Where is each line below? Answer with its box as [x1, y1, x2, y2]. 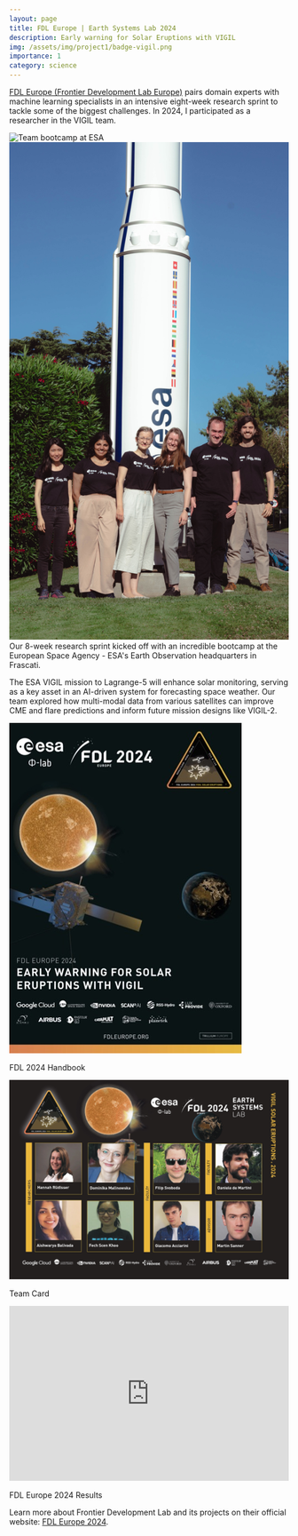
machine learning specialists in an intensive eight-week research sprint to [9, 96, 278, 107]
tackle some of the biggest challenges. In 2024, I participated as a [9, 106, 251, 115]
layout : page [9, 14, 58, 23]
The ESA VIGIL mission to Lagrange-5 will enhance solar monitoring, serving [9, 677, 288, 688]
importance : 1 [9, 52, 62, 61]
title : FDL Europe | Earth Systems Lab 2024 [9, 23, 176, 33]
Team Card [9, 1288, 51, 1299]
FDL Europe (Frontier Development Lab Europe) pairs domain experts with [9, 87, 279, 97]
